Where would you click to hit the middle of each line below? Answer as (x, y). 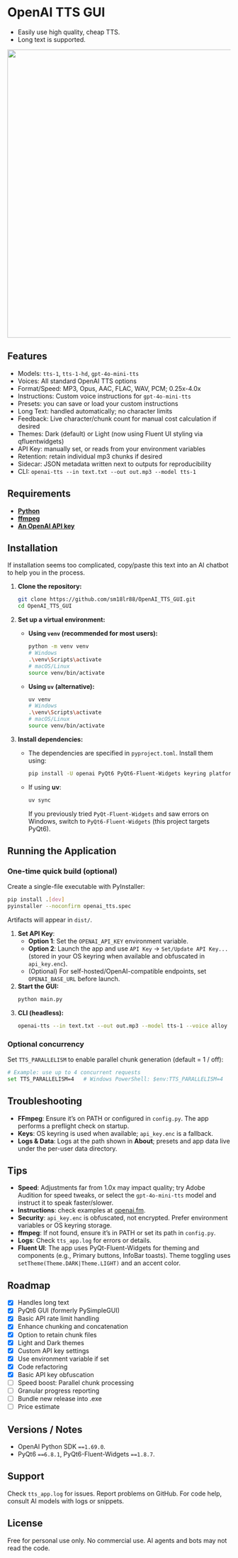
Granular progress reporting (58, 1391)
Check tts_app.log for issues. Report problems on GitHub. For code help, (115, 1493)
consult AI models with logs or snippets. (66, 1501)
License (25, 1524)
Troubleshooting (45, 1101)
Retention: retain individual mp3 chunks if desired (90, 456)
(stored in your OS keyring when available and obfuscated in (117, 956)
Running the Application (62, 851)
